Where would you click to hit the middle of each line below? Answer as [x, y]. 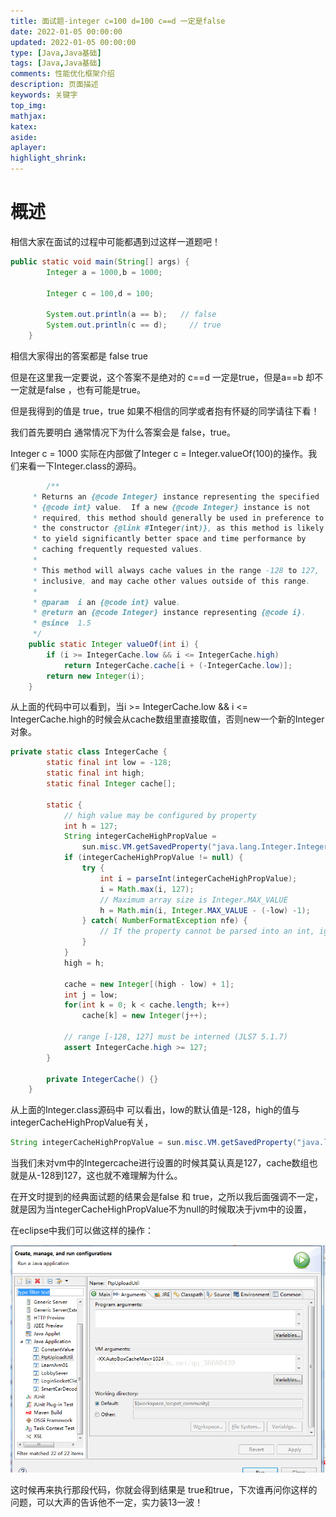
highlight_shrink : [48, 158]
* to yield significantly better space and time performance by [169, 539]
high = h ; [84, 963]
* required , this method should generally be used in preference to [178, 518]
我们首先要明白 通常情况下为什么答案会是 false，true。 [123, 432]
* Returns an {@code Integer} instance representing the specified [176, 496]
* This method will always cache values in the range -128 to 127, [176, 570]
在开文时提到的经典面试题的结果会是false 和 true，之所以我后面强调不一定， [166, 1197]
